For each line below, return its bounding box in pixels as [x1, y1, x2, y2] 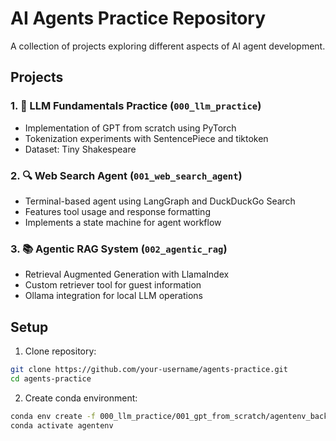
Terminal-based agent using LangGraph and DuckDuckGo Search [24, 195, 296, 207]
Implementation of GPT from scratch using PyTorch [24, 122, 237, 134]
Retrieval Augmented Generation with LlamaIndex [24, 268, 230, 281]
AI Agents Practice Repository [10, 7, 267, 30]
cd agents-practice [10, 373, 92, 384]
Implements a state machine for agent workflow [24, 216, 222, 228]
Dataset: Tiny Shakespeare [24, 143, 137, 155]
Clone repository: [24, 345, 97, 357]
